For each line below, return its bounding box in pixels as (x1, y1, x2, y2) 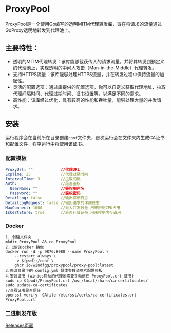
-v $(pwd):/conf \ (14, 258, 54, 263)
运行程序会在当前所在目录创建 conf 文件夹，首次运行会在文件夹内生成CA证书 (5, 134, 165, 140)
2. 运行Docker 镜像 (5, 245, 44, 250)
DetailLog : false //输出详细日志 (5, 196, 88, 201)
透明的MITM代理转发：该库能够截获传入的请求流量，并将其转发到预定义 (12, 58, 165, 64)
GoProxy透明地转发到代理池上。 (5, 27, 73, 33)
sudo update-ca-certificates (5, 282, 68, 288)
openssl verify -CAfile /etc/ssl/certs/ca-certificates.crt (5, 292, 137, 298)
